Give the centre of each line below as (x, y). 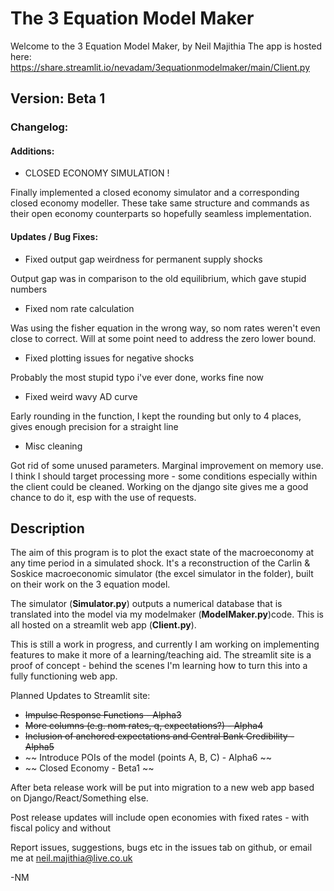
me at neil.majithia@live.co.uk (71, 858)
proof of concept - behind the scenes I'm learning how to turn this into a (159, 666)
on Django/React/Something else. (79, 798)
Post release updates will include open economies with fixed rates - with (160, 818)
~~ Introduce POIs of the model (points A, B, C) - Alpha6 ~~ (148, 758)
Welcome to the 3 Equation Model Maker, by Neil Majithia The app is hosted (166, 46)
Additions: (32, 151)
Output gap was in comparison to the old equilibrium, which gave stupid (158, 278)
